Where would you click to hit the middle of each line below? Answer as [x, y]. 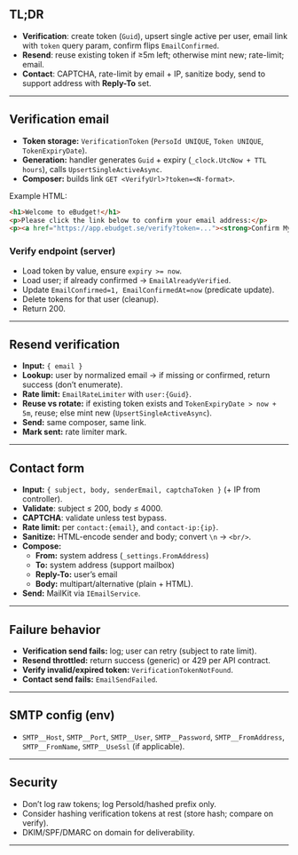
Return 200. [44, 308]
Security [33, 783]
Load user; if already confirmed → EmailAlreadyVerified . [126, 280]
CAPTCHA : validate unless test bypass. [94, 518]
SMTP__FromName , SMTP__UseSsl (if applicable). [103, 746]
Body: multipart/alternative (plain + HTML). [114, 584]
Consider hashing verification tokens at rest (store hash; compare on [148, 813]
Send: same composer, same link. [84, 423]
